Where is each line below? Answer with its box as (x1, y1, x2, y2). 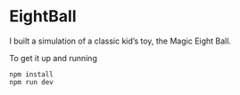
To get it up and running (9, 52, 98, 63)
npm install (9, 69, 54, 79)
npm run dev (9, 77, 54, 86)
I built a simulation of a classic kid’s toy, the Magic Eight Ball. (9, 36, 232, 46)
